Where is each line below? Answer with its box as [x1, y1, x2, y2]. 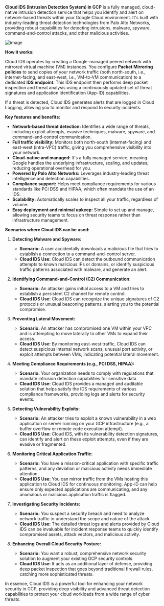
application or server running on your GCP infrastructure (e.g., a [19, 421, 149, 426]
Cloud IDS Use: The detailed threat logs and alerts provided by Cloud [19, 521, 160, 527]
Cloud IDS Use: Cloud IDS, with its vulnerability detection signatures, [19, 431, 159, 436]
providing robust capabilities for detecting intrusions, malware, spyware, [5, 25, 151, 31]
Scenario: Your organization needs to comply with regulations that [19, 370, 154, 376]
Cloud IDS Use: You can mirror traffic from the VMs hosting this [19, 476, 148, 482]
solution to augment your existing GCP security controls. [19, 556, 134, 561]
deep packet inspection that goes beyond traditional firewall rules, [19, 566, 153, 572]
